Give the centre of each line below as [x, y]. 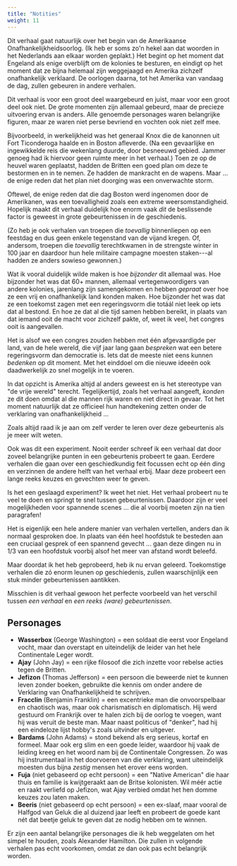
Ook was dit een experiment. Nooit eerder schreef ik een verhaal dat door [115, 448]
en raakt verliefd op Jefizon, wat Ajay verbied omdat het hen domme [117, 790]
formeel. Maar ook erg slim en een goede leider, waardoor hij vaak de [119, 745]
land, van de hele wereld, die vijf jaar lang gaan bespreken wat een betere [115, 347]
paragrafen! [24, 515]
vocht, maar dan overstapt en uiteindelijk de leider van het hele [109, 647]
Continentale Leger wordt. [55, 655]
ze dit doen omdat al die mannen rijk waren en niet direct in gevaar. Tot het [116, 399]
